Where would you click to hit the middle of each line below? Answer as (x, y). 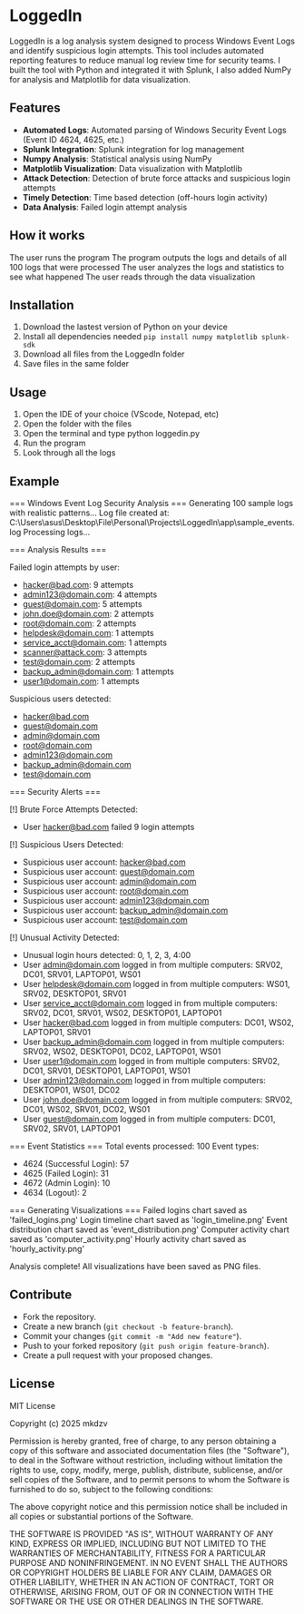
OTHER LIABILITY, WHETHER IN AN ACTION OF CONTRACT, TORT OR (142, 1582)
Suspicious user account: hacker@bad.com (104, 862)
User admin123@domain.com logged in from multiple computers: (144, 1080)
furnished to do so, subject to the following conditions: (111, 1489)
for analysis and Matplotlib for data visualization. (100, 79)
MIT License (33, 1405)
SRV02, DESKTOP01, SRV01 (74, 993)
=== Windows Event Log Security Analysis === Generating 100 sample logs (151, 503)
